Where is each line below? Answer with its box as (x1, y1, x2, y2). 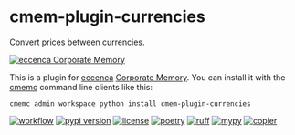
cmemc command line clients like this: (9, 81, 153, 92)
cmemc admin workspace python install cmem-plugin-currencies (9, 99, 251, 109)
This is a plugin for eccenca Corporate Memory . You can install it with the (9, 71, 286, 83)
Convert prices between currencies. (9, 36, 145, 47)
